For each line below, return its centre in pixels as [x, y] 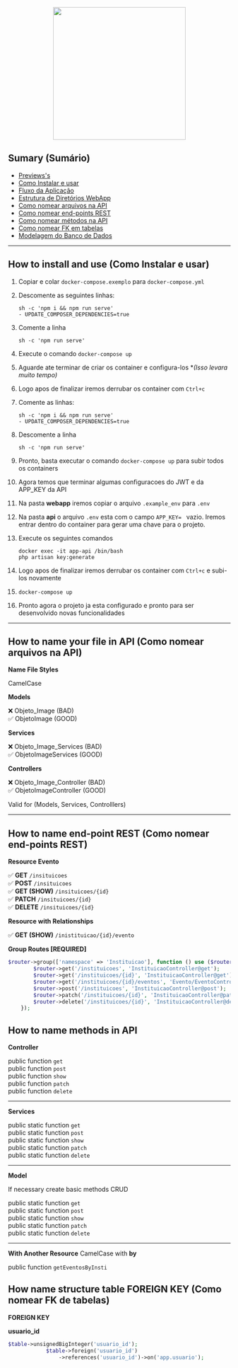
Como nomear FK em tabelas [61, 228]
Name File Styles [33, 669]
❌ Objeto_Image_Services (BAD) [55, 747]
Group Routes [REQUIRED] [47, 949]
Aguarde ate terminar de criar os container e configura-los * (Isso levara [123, 367]
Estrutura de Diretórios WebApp [65, 197]
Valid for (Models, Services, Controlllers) [67, 805]
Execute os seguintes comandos [66, 538]
